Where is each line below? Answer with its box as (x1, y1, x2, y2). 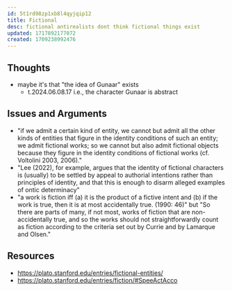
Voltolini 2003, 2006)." (17, 156, 82, 164)
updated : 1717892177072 (7, 29, 76, 37)
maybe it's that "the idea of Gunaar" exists (17, 80, 139, 88)
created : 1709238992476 (7, 36, 76, 43)
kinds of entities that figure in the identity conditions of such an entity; (17, 134, 219, 142)
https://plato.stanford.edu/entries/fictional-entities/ (17, 269, 163, 277)
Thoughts (7, 62, 51, 74)
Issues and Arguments (7, 108, 108, 120)
